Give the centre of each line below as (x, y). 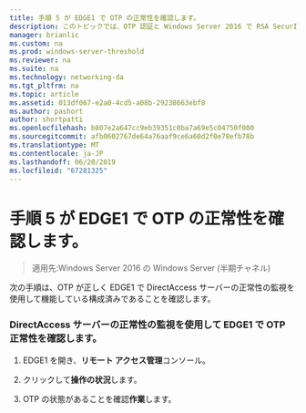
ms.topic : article (44, 94)
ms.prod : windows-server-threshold (77, 52)
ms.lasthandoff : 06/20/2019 (63, 162)
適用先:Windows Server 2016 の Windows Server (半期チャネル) (151, 268)
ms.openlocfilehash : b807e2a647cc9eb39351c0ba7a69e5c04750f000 (132, 129)
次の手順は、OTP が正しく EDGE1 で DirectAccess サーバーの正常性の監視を (152, 287)
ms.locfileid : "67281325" (58, 170)
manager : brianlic (44, 35)
